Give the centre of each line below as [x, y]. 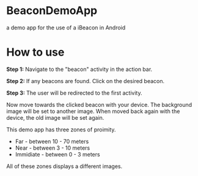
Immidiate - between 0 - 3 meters [57, 154]
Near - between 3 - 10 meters [53, 148]
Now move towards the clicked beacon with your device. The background [99, 105]
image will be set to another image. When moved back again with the [93, 111]
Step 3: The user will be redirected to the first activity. [74, 93]
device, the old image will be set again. [55, 117]
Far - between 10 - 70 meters [52, 141]
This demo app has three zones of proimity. [61, 130]
